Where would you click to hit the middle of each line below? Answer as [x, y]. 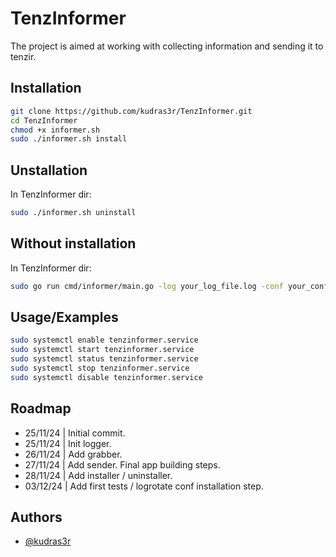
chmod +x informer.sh [55, 130]
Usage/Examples [64, 317]
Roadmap [41, 408]
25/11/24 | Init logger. [68, 443]
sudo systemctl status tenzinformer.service [104, 359]
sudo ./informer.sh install [69, 139]
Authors [36, 517]
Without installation [73, 243]
